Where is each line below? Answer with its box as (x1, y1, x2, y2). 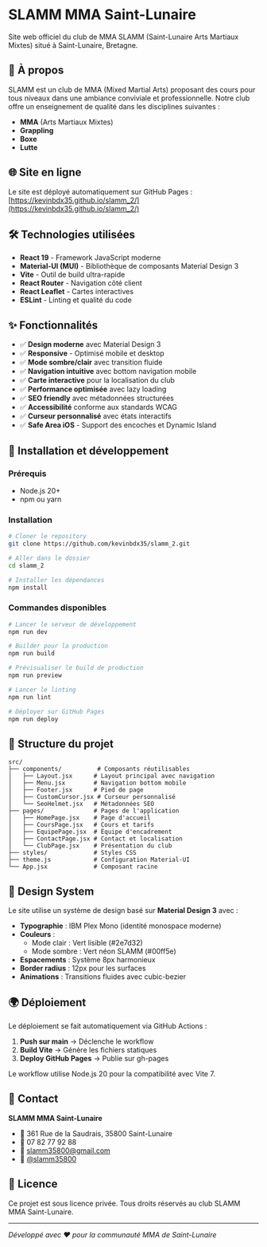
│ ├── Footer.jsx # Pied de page (8, 786, 145, 794)
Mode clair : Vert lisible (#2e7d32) (31, 938, 143, 948)
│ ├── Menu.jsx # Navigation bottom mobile (8, 779, 187, 787)
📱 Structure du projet (8, 737, 114, 750)
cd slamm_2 (8, 561, 44, 569)
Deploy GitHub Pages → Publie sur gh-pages (19, 1053, 169, 1063)
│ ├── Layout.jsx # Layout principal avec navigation (8, 772, 215, 781)
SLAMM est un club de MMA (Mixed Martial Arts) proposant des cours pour (8, 85, 256, 94)
